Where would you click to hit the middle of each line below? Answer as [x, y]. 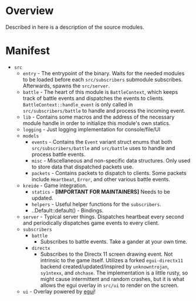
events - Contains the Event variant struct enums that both [102, 141]
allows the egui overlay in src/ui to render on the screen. [109, 285]
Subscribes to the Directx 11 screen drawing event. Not [107, 254]
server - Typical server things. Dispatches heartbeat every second [103, 217]
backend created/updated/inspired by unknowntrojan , [104, 266]
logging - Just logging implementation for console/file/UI [92, 129]
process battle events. [58, 154]
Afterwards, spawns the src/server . [66, 86]
